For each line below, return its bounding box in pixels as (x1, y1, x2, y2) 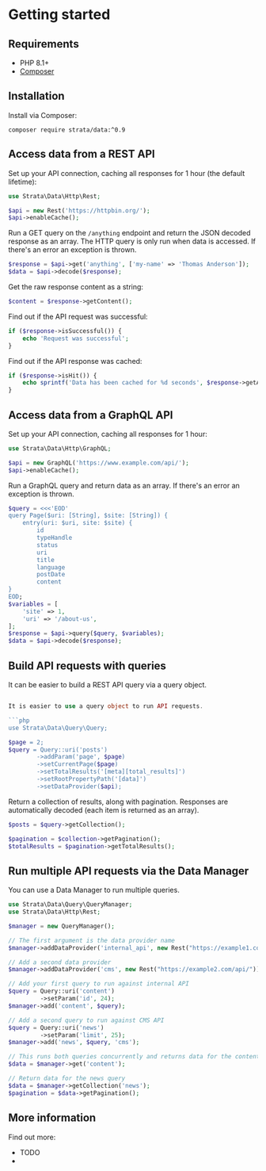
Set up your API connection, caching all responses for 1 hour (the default (8, 168, 245, 178)
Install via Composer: (8, 110, 78, 120)
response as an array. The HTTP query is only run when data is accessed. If (8, 236, 256, 247)
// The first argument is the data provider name (8, 936, 176, 944)
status (36, 541, 59, 549)
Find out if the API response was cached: (8, 356, 142, 365)
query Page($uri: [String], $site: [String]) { (8, 511, 169, 520)
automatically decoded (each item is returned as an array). (8, 805, 199, 814)
